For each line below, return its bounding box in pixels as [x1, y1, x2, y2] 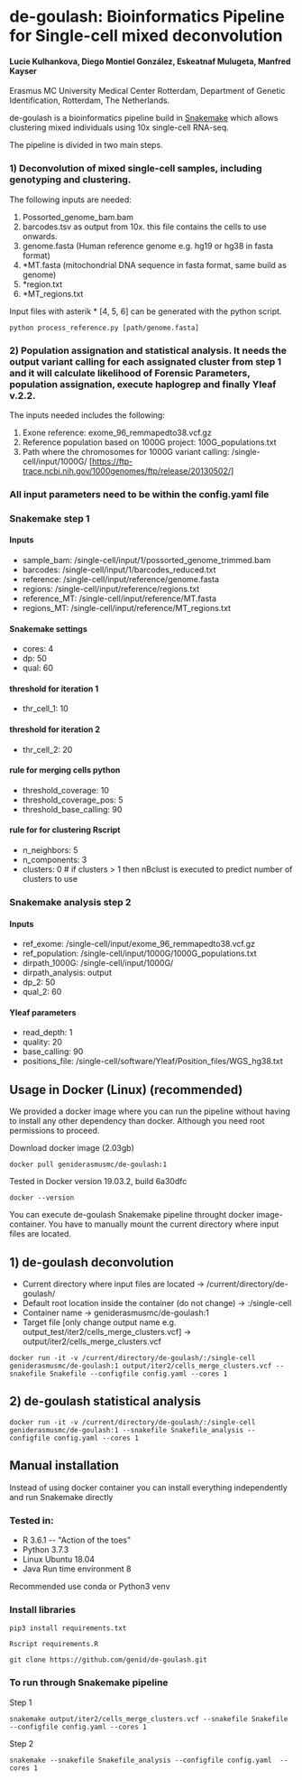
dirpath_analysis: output [22, 968, 113, 978]
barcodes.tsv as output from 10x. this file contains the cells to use [22, 221, 267, 232]
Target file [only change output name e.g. [22, 1317, 177, 1328]
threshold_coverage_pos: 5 [22, 794, 124, 805]
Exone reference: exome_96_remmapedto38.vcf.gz [22, 427, 212, 438]
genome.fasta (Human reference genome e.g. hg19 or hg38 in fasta [22, 240, 273, 251]
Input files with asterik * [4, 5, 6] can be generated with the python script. [9, 305, 282, 317]
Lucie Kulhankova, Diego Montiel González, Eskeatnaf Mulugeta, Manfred [9, 56, 291, 67]
